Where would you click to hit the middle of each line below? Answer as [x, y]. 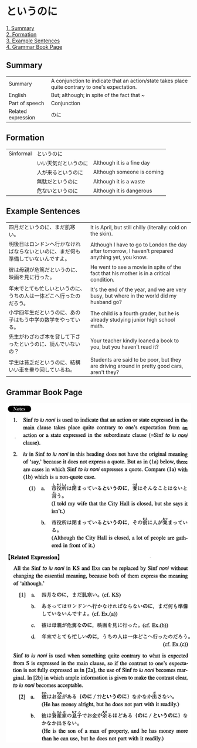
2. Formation [21, 34]
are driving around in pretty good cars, [137, 366]
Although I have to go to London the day [139, 245]
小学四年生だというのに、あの [45, 312]
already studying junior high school [133, 319]
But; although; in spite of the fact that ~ [98, 95]
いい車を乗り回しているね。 [42, 370]
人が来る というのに [60, 172]
